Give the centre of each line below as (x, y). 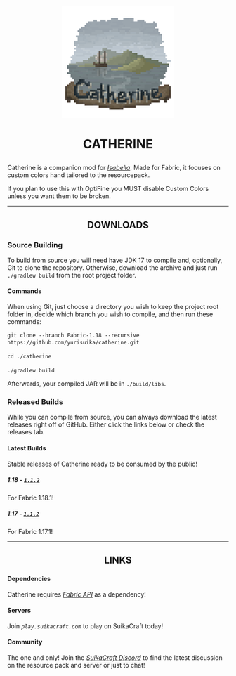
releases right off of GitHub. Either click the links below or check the (106, 424)
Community (25, 642)
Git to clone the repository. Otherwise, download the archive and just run (112, 267)
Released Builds (35, 402)
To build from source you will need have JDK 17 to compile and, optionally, (115, 260)
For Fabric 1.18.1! (31, 498)
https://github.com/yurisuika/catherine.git (73, 343)
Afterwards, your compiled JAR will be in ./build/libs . (87, 384)
